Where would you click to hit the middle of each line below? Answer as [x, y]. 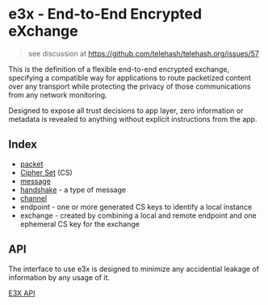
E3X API [22, 293]
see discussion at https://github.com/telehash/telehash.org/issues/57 [144, 53]
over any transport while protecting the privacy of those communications [130, 86]
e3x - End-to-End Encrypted [105, 14]
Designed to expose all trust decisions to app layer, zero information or [126, 111]
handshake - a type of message [73, 190]
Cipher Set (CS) [46, 172]
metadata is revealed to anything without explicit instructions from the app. [133, 119]
